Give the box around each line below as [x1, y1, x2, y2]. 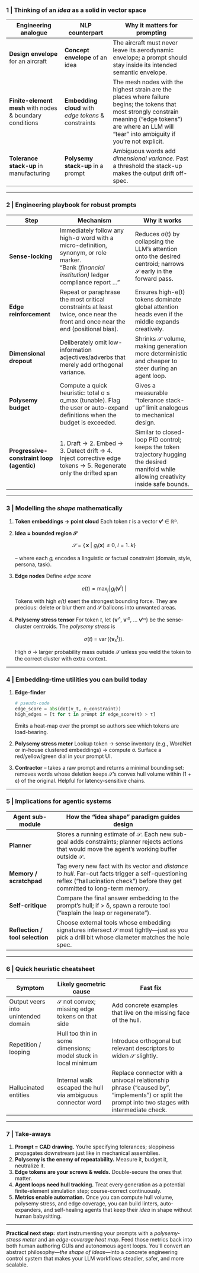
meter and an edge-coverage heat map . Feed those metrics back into [22, 1236, 192, 1243]
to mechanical [135, 411, 175, 419]
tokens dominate [135, 295, 182, 303]
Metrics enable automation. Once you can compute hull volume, [14, 1193, 174, 1201]
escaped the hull [57, 1084, 104, 1092]
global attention [135, 303, 179, 311]
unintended [9, 1012, 41, 1021]
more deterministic [135, 349, 188, 357]
